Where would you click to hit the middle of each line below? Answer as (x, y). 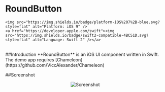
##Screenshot (20, 75)
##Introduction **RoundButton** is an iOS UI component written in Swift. (82, 54)
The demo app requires (30, 60)
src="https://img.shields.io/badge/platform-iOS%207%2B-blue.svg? (88, 22)
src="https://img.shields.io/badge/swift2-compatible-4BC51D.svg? (77, 35)
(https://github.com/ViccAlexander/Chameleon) (55, 65)
